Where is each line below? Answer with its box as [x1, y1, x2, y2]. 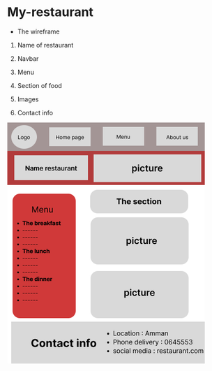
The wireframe [17, 27, 60, 36]
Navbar [17, 54, 39, 63]
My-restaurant [7, 4, 94, 20]
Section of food [17, 81, 63, 89]
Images [17, 95, 39, 103]
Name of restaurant [17, 41, 74, 49]
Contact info [17, 108, 54, 117]
